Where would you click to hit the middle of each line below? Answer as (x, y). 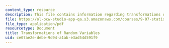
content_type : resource (30, 10)
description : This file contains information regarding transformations (83, 14)
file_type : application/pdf (35, 24)
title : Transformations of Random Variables (53, 33)
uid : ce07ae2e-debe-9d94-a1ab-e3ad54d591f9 (52, 38)
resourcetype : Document (30, 28)
